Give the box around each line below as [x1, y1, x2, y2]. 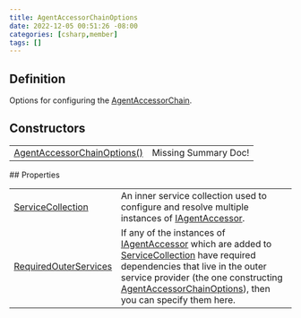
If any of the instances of [120, 226, 226, 238]
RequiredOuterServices [13, 260, 113, 272]
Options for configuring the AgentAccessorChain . [9, 95, 193, 106]
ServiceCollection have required [120, 248, 256, 261]
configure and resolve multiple [120, 201, 249, 213]
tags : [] [9, 38, 42, 47]
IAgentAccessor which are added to [120, 237, 272, 250]
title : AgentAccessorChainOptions [9, 13, 139, 22]
